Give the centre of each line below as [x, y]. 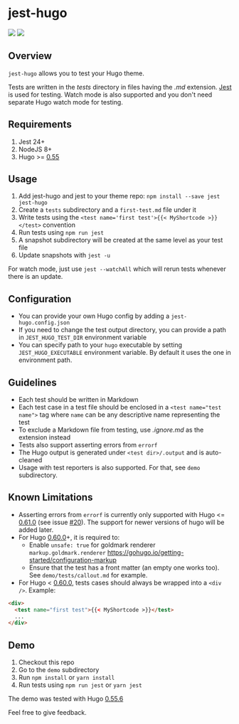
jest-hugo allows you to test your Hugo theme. [76, 73]
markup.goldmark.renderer [67, 553]
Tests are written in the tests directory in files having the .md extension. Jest [120, 87]
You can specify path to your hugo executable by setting [100, 345]
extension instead [44, 437]
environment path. [45, 360]
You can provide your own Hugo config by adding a [94, 316]
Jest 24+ [32, 142]
